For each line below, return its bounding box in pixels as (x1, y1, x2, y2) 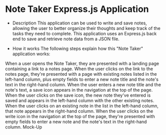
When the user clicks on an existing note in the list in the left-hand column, (5, 103, 159, 109)
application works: (12, 51, 51, 57)
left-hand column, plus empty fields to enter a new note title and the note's (5, 76, 159, 82)
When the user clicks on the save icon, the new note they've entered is (5, 92, 151, 98)
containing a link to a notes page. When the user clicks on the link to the (5, 66, 154, 72)
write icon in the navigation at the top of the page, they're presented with (5, 113, 156, 119)
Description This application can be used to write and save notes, (12, 20, 147, 26)
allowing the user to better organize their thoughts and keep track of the (12, 25, 161, 31)
